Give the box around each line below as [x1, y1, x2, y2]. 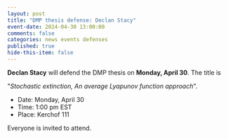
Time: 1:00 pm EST [17, 103, 72, 111]
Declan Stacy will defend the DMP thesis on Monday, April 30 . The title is [7, 68, 221, 77]
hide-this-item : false [7, 50, 74, 57]
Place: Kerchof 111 [17, 110, 70, 119]
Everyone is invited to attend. [7, 124, 92, 132]
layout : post [7, 10, 46, 17]
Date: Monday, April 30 [17, 95, 84, 103]
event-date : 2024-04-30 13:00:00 [7, 23, 105, 30]
